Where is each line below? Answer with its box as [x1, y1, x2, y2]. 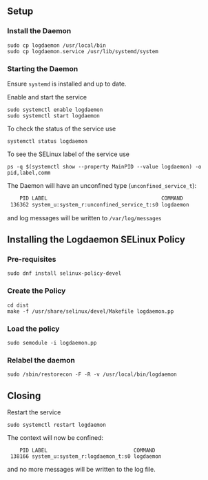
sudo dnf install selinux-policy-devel [7, 270, 122, 277]
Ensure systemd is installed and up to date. [7, 79, 127, 88]
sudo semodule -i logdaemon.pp [7, 340, 97, 347]
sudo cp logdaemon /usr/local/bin [7, 41, 107, 49]
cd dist [7, 302, 30, 309]
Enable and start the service [7, 93, 87, 101]
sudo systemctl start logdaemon [7, 112, 100, 119]
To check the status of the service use [7, 124, 116, 133]
